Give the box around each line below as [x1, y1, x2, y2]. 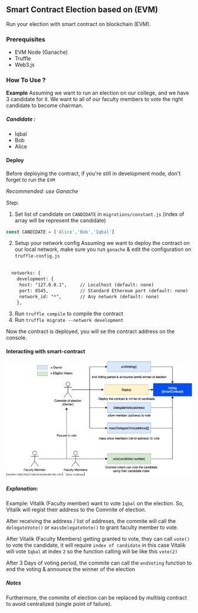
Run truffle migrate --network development [14, 317, 124, 324]
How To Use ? [6, 76, 46, 85]
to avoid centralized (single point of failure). [6, 601, 112, 608]
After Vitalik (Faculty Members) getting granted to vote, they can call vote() [6, 535, 190, 543]
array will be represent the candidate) [14, 217, 106, 224]
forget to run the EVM [6, 176, 55, 183]
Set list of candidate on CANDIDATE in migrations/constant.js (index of [14, 210, 184, 218]
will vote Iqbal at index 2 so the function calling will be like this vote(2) [6, 548, 178, 555]
